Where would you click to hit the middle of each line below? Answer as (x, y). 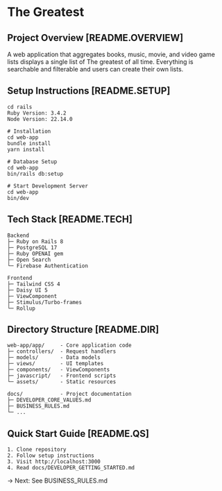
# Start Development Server (48, 186)
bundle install (29, 143)
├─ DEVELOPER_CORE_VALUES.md (49, 400)
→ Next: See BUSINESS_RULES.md (58, 481)
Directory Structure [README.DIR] (83, 330)
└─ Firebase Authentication (48, 266)
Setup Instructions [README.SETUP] (89, 91)
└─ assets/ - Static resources (62, 382)
